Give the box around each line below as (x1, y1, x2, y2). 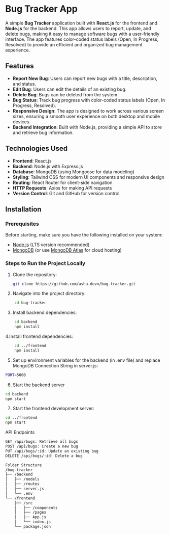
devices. (12, 118, 31, 125)
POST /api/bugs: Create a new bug (5, 444, 79, 449)
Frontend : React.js (12, 157, 52, 164)
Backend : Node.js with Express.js (12, 163, 83, 169)
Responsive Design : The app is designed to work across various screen (12, 108, 164, 114)
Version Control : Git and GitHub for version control (12, 190, 120, 196)
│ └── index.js (14, 519, 51, 525)
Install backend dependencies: (12, 309, 77, 316)
